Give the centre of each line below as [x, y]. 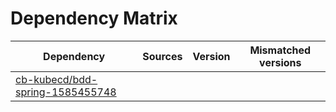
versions [280, 62]
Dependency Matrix [94, 18]
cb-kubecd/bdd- [56, 79]
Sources [162, 56]
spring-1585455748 [66, 92]
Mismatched [280, 50]
